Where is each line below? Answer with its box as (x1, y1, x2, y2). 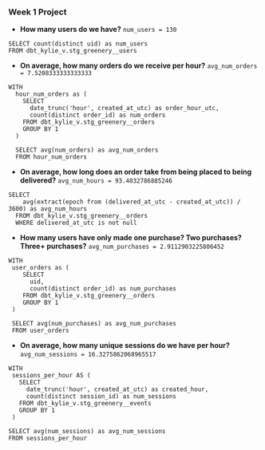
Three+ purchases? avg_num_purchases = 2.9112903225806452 (19, 242, 225, 251)
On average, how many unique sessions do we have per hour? (19, 341, 230, 350)
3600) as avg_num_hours (8, 205, 88, 213)
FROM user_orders (11, 326, 69, 335)
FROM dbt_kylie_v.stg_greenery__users (8, 47, 137, 55)
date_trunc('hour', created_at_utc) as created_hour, (26, 385, 209, 393)
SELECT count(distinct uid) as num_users (8, 40, 148, 48)
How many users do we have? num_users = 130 (19, 25, 177, 34)
